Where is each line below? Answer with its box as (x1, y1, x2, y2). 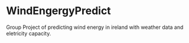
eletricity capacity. (6, 29, 51, 37)
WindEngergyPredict (6, 4, 111, 18)
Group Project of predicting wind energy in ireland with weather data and (6, 24, 184, 31)
